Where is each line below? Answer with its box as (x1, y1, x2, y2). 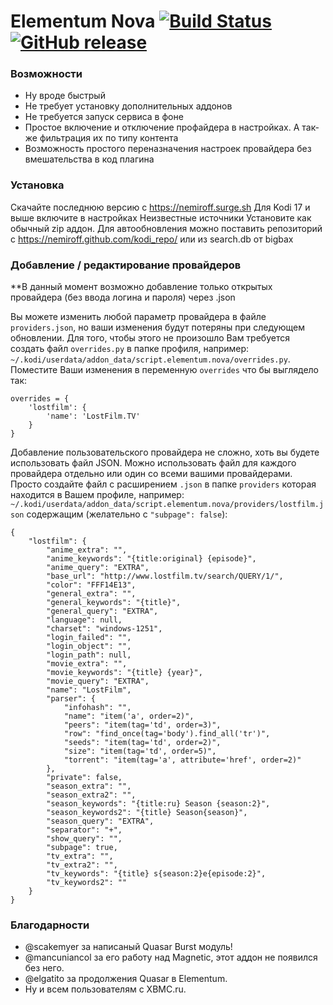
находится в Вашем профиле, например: (10, 489, 185, 501)
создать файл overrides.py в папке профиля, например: (10, 343, 250, 355)
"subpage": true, (46, 843, 118, 853)
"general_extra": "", (46, 589, 137, 599)
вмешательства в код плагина (24, 153, 155, 165)
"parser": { (46, 694, 97, 704)
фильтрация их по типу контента (39, 132, 179, 144)
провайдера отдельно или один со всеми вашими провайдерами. (10, 468, 293, 480)
